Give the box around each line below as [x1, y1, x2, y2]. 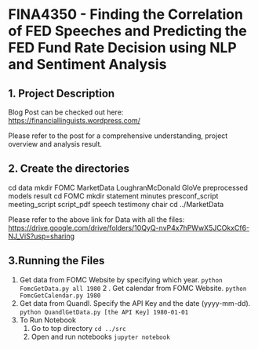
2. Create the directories [8, 162, 130, 176]
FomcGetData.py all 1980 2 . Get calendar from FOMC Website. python [19, 283, 247, 293]
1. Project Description [8, 86, 115, 100]
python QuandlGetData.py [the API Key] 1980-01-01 [19, 308, 189, 316]
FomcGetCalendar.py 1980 [19, 292, 101, 300]
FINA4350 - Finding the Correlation [8, 5, 243, 24]
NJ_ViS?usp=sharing [8, 231, 74, 241]
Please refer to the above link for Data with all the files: [8, 214, 185, 224]
